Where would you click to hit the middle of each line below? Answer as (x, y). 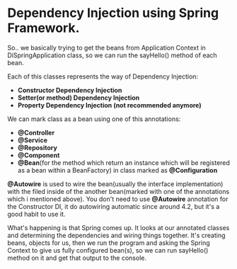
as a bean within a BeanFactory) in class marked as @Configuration (117, 170)
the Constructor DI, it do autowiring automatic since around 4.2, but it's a (114, 206)
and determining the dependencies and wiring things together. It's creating (116, 235)
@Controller (36, 132)
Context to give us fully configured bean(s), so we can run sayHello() (108, 250)
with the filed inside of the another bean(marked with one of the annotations (118, 191)
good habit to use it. (36, 214)
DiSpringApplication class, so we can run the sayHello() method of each (112, 55)
